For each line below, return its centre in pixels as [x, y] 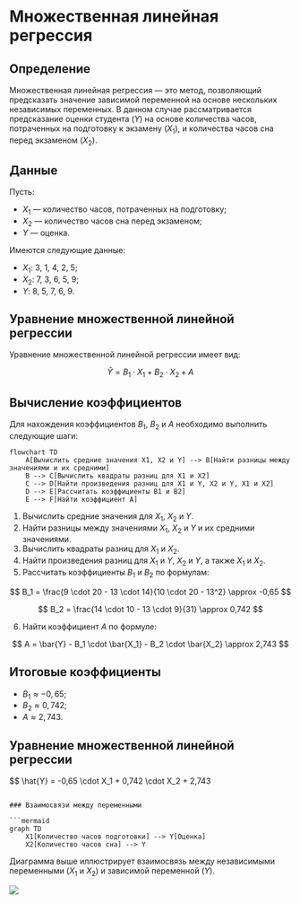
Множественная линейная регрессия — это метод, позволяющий [136, 90]
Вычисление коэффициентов [95, 403]
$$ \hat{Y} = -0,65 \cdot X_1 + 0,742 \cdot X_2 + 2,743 [110, 781]
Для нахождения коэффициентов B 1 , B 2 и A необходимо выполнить [138, 426]
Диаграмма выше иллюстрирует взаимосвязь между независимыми [142, 861]
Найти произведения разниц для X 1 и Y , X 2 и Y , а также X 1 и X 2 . [144, 561]
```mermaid [30, 821]
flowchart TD [34, 452]
